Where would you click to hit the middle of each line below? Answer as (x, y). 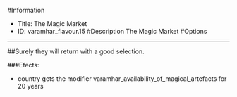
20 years (30, 86)
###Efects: (23, 65)
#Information (26, 10)
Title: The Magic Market (52, 24)
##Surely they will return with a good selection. (76, 51)
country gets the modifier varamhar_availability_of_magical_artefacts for (122, 79)
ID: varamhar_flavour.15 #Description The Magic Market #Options (112, 31)
